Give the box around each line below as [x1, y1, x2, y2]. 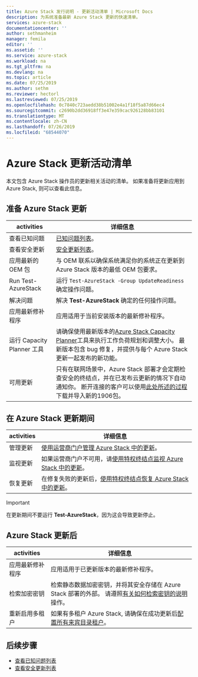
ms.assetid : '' [6, 47, 44, 53]
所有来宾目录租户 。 [56, 619, 110, 627]
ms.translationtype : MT [6, 113, 65, 119]
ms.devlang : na [6, 69, 44, 75]
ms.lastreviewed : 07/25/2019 [6, 96, 78, 102]
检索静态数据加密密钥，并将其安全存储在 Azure [50, 581, 181, 589]
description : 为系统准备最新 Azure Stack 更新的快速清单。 [6, 14, 141, 20]
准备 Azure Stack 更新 [6, 204, 87, 214]
